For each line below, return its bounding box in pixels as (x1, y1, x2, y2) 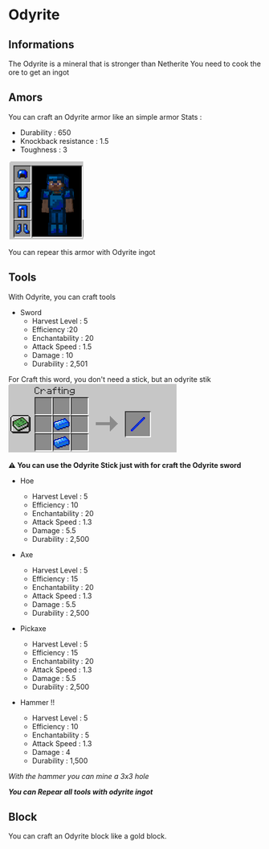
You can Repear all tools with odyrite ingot (8, 786, 153, 797)
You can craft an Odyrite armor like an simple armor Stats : (8, 112, 202, 121)
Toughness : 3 (19, 145, 68, 154)
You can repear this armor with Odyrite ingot (8, 247, 156, 256)
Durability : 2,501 (31, 359, 88, 368)
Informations (8, 38, 75, 51)
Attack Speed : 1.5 (31, 342, 92, 351)
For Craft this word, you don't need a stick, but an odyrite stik (8, 374, 211, 383)
